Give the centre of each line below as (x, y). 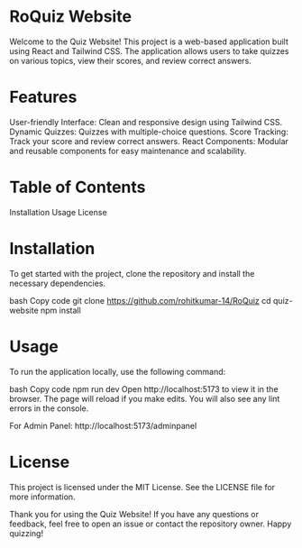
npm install (60, 310)
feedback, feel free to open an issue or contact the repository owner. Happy (151, 524)
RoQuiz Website (71, 17)
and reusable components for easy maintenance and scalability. (128, 151)
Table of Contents (78, 187)
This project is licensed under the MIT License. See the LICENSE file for (142, 487)
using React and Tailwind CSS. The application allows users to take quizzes (149, 50)
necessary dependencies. (58, 283)
